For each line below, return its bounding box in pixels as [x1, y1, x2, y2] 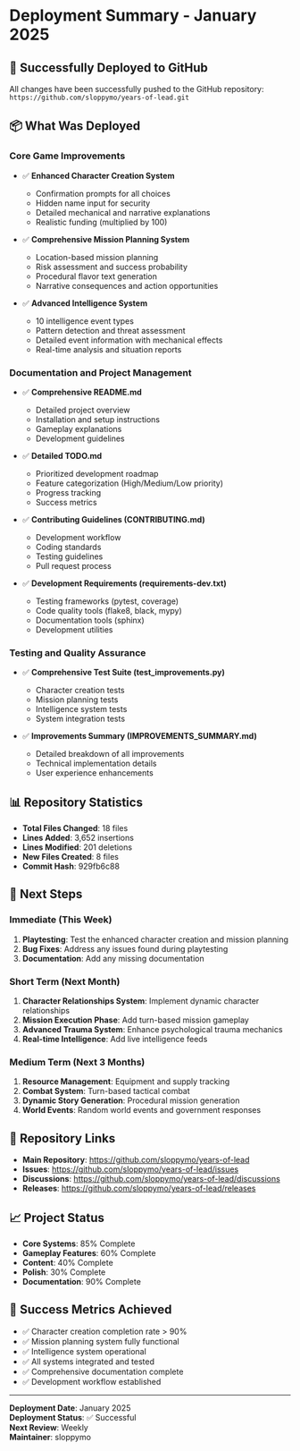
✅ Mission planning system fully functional [21, 1336, 180, 1346]
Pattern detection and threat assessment [35, 325, 186, 335]
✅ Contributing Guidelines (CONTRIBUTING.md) [21, 513, 205, 524]
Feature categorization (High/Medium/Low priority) [35, 478, 224, 488]
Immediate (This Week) [9, 913, 112, 926]
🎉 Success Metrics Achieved [9, 1303, 172, 1318]
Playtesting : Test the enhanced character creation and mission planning [21, 934, 288, 945]
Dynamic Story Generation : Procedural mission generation [21, 1095, 240, 1106]
